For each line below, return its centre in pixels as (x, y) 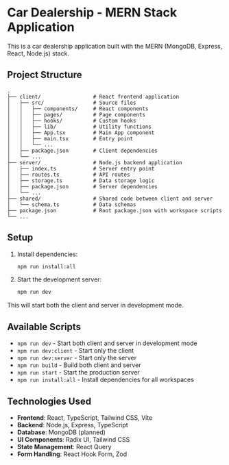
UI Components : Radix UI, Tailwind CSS (73, 439)
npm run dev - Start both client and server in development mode (107, 343)
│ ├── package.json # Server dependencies (82, 186)
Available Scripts (44, 327)
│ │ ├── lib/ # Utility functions (80, 127)
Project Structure (45, 75)
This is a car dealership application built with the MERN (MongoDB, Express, (115, 46)
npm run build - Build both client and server (79, 365)
